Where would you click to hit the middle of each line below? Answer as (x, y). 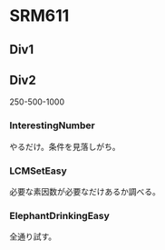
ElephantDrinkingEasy (60, 215)
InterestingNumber (52, 125)
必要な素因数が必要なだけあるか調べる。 (85, 191)
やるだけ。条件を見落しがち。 (65, 146)
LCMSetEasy (39, 171)
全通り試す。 (33, 236)
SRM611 (39, 16)
